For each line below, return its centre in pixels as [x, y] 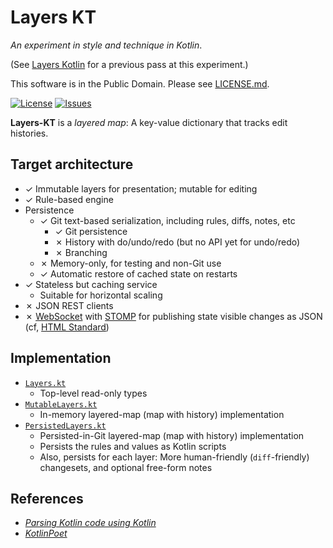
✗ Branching [81, 252]
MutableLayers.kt [61, 404]
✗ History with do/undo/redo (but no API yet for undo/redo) [177, 242]
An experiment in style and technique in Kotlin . [106, 45]
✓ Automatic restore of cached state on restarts [138, 273]
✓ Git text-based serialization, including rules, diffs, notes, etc [167, 220]
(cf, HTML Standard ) [67, 327]
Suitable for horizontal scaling [101, 295]
